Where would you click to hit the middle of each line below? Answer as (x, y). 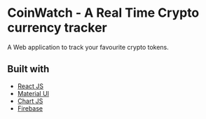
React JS (30, 86)
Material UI (33, 93)
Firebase (30, 108)
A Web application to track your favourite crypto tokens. (88, 47)
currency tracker (57, 28)
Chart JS (30, 101)
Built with (28, 69)
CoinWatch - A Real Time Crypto (103, 13)
